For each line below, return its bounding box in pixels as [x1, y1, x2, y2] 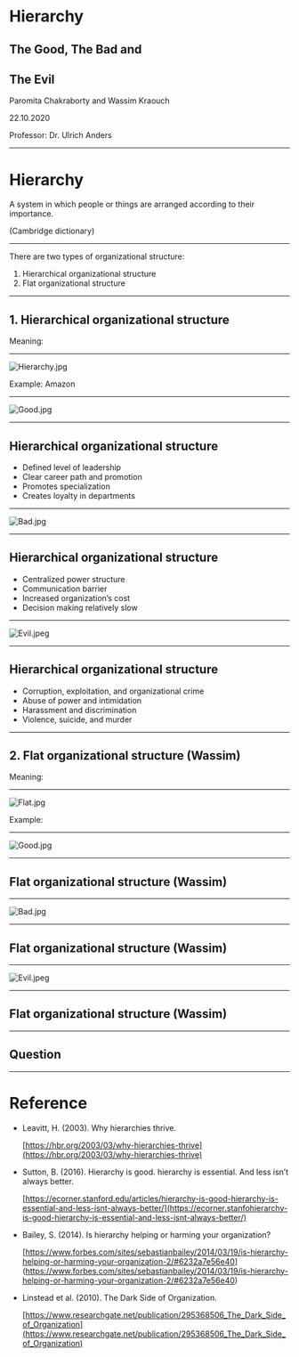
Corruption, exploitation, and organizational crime [21, 686, 205, 696]
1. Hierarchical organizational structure [9, 312, 230, 327]
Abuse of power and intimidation [21, 695, 142, 705]
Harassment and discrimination [21, 704, 137, 715]
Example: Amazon [9, 378, 76, 389]
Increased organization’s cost [21, 592, 131, 603]
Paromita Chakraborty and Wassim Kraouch [9, 95, 171, 106]
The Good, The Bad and [9, 42, 142, 57]
